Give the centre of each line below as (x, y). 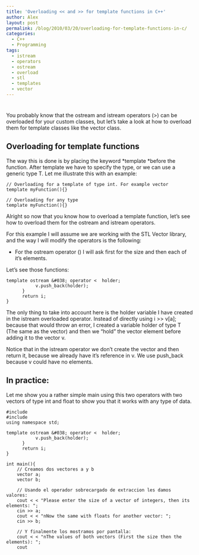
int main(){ (21, 464)
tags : (13, 51)
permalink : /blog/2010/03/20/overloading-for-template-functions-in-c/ (97, 28)
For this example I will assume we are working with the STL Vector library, (97, 234)
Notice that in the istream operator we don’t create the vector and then (93, 349)
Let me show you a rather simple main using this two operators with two (94, 395)
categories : (21, 34)
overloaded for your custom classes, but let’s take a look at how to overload (99, 122)
